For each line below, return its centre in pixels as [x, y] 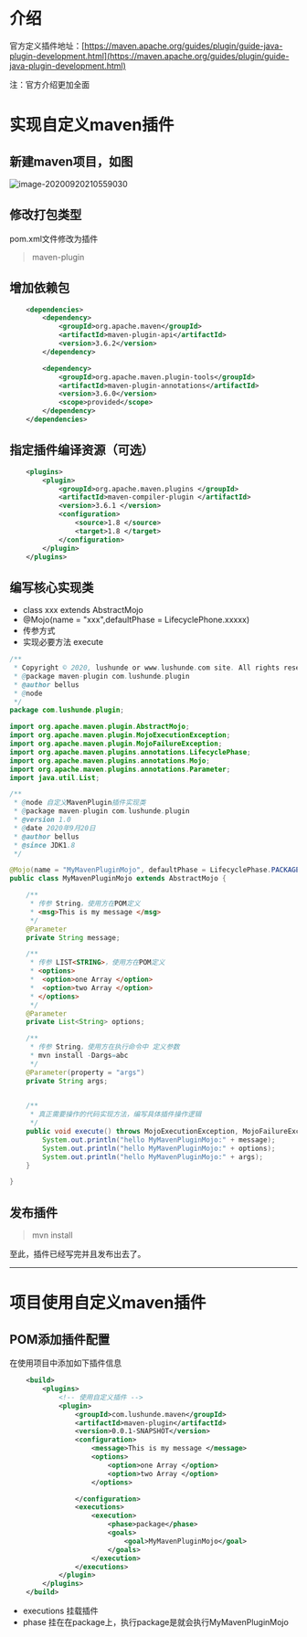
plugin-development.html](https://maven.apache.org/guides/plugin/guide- [149, 56]
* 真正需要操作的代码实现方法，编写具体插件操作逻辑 [116, 1114]
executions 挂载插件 [60, 1611]
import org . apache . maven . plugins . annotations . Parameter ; [120, 769]
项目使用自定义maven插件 [108, 1303]
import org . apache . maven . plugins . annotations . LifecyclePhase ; [130, 752]
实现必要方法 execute [63, 642]
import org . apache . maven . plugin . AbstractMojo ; [100, 727]
